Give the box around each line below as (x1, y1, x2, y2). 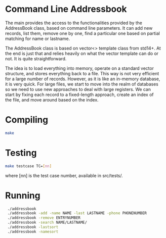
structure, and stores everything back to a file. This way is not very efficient (5, 70, 159, 76)
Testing (5, 147, 37, 158)
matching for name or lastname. (5, 36, 70, 42)
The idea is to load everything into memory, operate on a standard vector (5, 65, 154, 71)
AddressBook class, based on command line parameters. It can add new (5, 25, 153, 31)
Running (5, 190, 41, 201)
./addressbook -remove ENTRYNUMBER (7, 215, 81, 221)
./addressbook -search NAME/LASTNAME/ (7, 220, 87, 225)
